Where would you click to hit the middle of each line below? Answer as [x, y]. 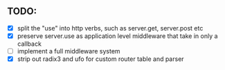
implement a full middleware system [69, 51]
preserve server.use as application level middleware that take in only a [117, 36]
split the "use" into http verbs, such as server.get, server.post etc [110, 28]
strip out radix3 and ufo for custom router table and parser [101, 59]
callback [29, 44]
